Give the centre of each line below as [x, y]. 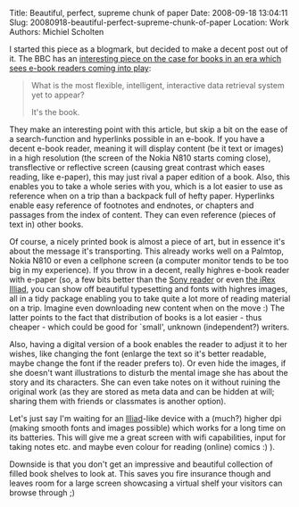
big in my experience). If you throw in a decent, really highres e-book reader [149, 270]
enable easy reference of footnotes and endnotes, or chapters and [132, 205]
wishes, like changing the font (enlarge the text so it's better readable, [138, 353]
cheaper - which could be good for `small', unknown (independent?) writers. [149, 327]
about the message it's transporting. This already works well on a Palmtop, [146, 251]
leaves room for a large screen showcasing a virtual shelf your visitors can [146, 483]
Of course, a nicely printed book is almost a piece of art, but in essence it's [147, 241]
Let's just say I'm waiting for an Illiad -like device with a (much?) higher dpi [145, 418]
